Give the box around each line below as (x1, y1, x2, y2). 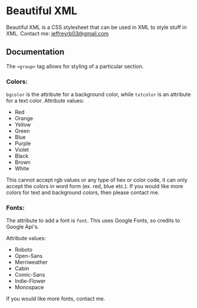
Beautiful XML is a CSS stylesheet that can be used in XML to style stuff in (6, 24, 187, 31)
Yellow (14, 121, 31, 128)
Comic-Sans (14, 271, 45, 278)
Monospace (14, 284, 44, 291)
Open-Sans (14, 253, 43, 260)
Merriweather (14, 258, 48, 266)
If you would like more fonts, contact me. (6, 295, 106, 302)
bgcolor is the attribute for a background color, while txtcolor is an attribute (6, 91, 191, 98)
